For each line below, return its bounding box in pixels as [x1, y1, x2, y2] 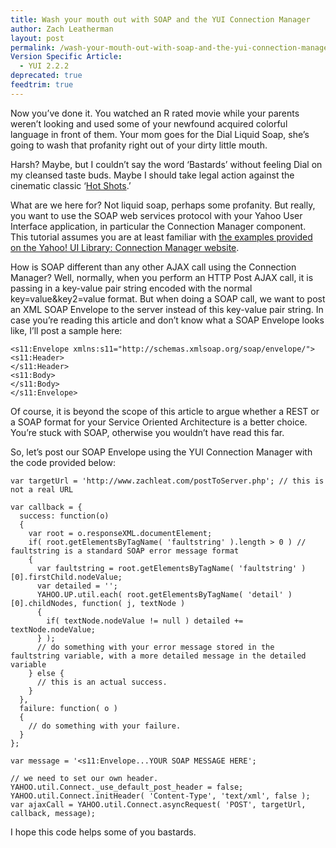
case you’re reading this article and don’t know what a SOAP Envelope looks [10, 314, 325, 326]
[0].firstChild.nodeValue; [10, 572, 123, 582]
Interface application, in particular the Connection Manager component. [10, 220, 307, 232]
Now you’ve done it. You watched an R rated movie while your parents [10, 107, 300, 119]
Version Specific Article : [10, 52, 123, 62]
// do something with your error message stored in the [36, 642, 275, 652]
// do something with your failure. [28, 721, 182, 731]
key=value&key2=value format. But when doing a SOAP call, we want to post [10, 292, 326, 305]
